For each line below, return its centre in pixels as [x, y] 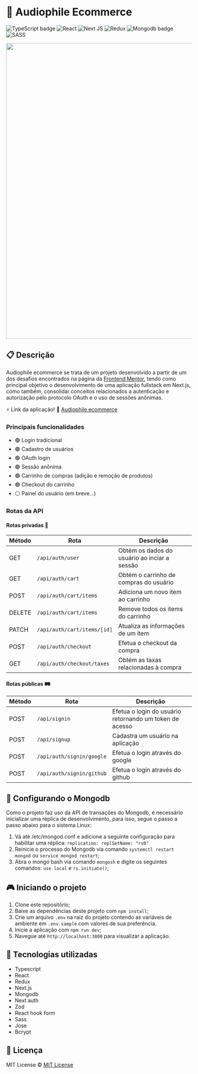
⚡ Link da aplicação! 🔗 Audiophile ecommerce [62, 409]
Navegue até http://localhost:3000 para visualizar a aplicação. [92, 936]
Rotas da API [25, 511]
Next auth [27, 1000]
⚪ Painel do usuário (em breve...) [55, 494]
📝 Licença [24, 1051]
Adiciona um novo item [150, 592]
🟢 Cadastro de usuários [44, 449]
